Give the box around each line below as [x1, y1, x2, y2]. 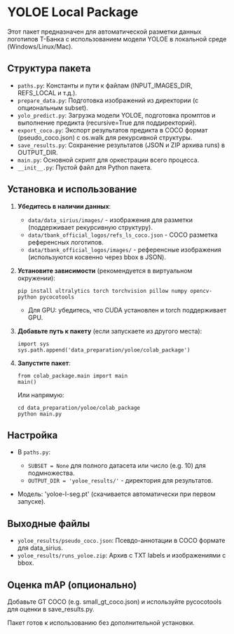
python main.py [17, 411, 62, 418]
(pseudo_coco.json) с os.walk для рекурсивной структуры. [17, 133, 193, 142]
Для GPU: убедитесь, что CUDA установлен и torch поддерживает [27, 305, 226, 314]
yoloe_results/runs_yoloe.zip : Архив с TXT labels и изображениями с [17, 551, 226, 560]
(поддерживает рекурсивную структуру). [27, 223, 153, 231]
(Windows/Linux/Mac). [7, 42, 74, 50]
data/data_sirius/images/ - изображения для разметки [27, 215, 193, 224]
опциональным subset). [17, 103, 89, 112]
